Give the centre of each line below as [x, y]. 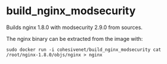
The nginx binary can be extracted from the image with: [75, 39]
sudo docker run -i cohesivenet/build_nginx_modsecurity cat [84, 49]
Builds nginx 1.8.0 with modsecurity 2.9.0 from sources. [75, 27]
